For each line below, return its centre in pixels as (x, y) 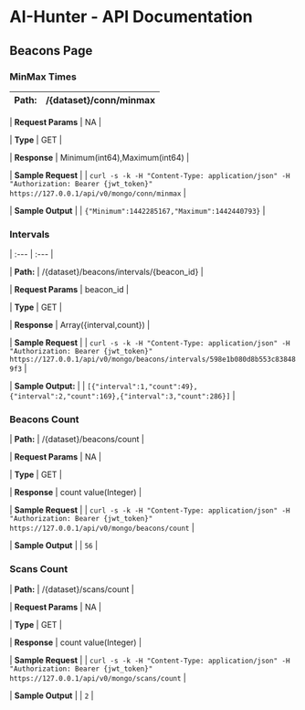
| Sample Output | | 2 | (52, 695)
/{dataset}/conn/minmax (100, 100)
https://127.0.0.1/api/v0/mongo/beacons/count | (102, 528)
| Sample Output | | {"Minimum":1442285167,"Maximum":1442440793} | (137, 210)
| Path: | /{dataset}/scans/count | (72, 589)
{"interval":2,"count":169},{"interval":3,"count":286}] (120, 397)
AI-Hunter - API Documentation (131, 17)
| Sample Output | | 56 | (54, 546)
